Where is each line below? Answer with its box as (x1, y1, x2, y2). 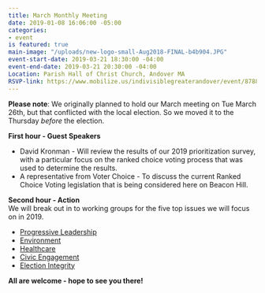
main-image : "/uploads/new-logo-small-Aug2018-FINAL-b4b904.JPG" (8, 48, 227, 56)
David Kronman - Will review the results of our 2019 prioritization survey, (19, 146, 256, 156)
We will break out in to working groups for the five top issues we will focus (8, 203, 250, 213)
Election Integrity (19, 261, 76, 270)
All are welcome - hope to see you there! (8, 276, 144, 285)
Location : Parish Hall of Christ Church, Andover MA (8, 70, 185, 78)
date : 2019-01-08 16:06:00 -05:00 (8, 19, 122, 27)
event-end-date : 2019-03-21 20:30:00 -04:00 (8, 63, 157, 71)
